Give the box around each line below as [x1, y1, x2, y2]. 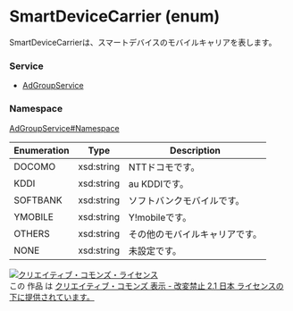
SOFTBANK [13, 194, 63, 206]
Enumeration [13, 144, 70, 156]
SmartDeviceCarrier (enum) [9, 6, 221, 27]
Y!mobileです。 [128, 211, 192, 223]
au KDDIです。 [128, 177, 189, 189]
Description [169, 144, 222, 156]
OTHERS [13, 227, 51, 240]
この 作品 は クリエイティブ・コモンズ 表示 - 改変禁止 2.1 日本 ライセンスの [9, 280, 284, 291]
